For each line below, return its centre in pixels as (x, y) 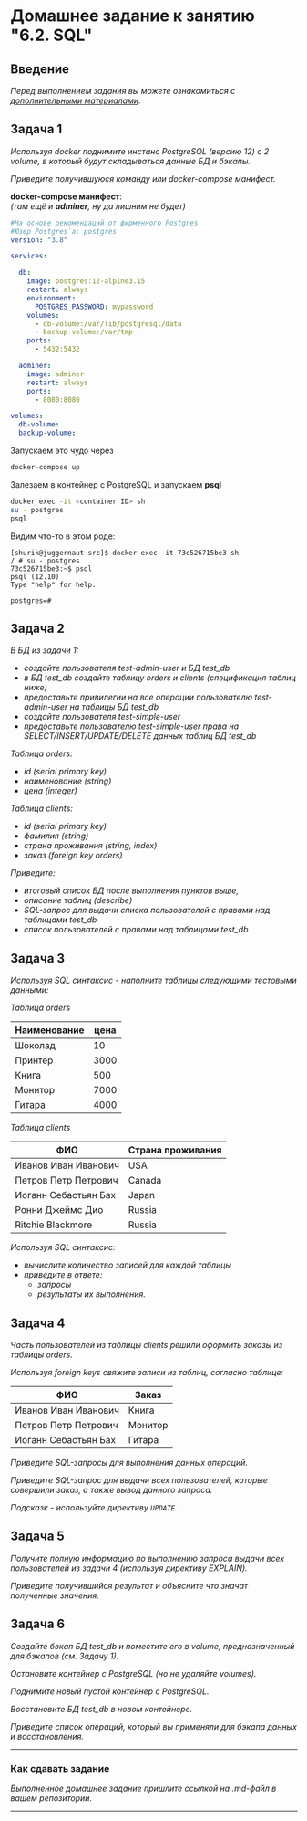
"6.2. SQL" (51, 35)
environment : (51, 298)
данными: (30, 990)
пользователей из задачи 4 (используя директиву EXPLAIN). (129, 1568)
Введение (40, 69)
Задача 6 (38, 1624)
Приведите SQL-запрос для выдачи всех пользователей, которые (139, 1480)
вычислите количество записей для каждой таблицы (127, 1265)
